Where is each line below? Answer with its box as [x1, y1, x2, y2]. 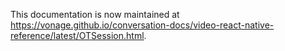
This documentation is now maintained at [10, 9, 180, 20]
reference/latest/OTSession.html [10, 30, 145, 41]
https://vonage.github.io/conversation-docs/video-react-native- [10, 19, 275, 31]
